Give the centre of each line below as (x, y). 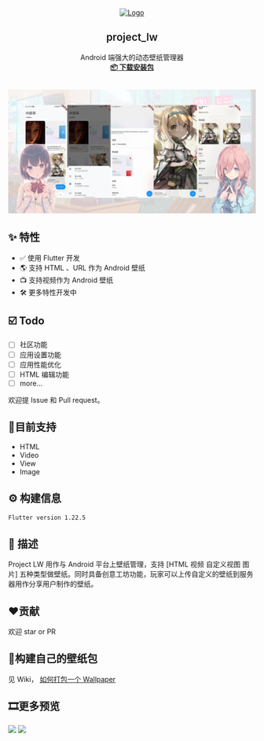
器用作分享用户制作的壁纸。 (53, 584)
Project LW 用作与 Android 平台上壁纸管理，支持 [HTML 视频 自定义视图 (125, 564)
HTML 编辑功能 (44, 374)
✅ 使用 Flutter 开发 (49, 258)
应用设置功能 (40, 355)
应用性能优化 (40, 364)
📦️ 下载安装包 (132, 67)
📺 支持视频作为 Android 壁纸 (66, 280)
